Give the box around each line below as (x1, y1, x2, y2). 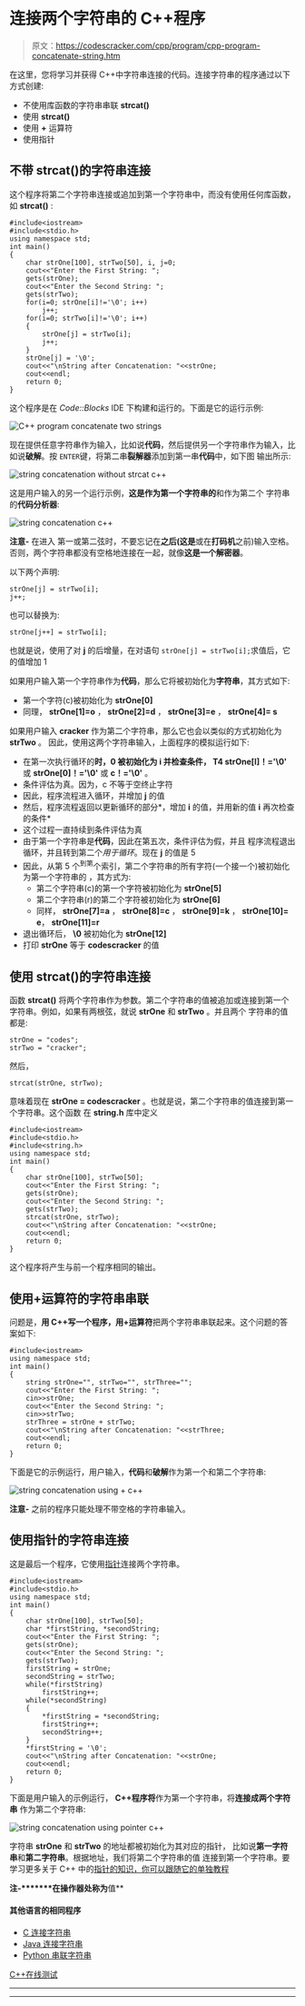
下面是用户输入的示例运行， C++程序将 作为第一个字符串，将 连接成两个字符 (9, 1792, 291, 1803)
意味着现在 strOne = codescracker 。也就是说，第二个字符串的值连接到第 (9, 1096, 286, 1107)
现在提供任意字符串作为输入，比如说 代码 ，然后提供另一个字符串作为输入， (9, 439, 288, 450)
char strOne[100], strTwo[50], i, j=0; (25, 258, 177, 267)
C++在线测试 (9, 1969, 58, 1981)
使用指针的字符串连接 (9, 1533, 129, 1548)
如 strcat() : (9, 200, 54, 211)
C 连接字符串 (22, 1927, 71, 1938)
